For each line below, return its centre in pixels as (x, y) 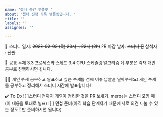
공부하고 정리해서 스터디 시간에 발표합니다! (51, 85)
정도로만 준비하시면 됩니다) (36, 110)
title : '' (15, 19)
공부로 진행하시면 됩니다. (29, 69)
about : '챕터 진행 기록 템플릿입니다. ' (41, 14)
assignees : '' (20, 28)
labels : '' (16, 23)
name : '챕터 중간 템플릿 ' (29, 10)
